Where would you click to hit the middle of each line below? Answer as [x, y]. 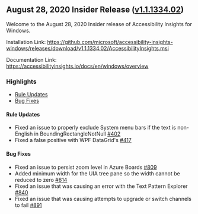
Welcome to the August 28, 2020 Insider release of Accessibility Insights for [99, 24]
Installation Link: [26, 42]
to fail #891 [28, 205]
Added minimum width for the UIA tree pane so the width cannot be [97, 173]
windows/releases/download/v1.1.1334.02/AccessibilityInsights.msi [87, 48]
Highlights [21, 81]
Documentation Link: [31, 59]
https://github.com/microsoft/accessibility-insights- [110, 42]
